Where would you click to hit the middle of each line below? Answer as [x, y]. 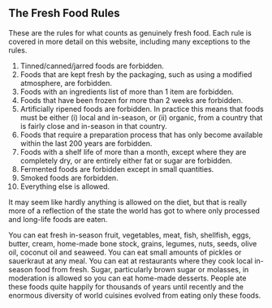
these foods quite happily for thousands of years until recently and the [126, 286]
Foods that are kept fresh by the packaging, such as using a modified [136, 74]
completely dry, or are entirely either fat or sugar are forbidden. [126, 160]
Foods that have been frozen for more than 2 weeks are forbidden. [132, 100]
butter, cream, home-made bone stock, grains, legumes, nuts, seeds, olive [133, 243]
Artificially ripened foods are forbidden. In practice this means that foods [142, 109]
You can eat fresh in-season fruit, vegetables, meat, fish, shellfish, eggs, [130, 235]
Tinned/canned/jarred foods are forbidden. [92, 66]
